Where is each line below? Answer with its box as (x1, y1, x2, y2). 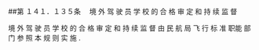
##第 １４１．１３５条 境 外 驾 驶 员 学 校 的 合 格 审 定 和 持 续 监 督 (8, 7, 238, 16)
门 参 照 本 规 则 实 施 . (8, 34, 81, 42)
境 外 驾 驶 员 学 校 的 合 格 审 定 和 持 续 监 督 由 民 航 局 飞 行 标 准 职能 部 (8, 23, 251, 33)
